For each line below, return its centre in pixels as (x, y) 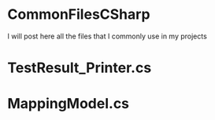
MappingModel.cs (69, 104)
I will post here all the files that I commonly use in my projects (107, 36)
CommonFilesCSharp (79, 15)
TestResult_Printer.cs (80, 68)
